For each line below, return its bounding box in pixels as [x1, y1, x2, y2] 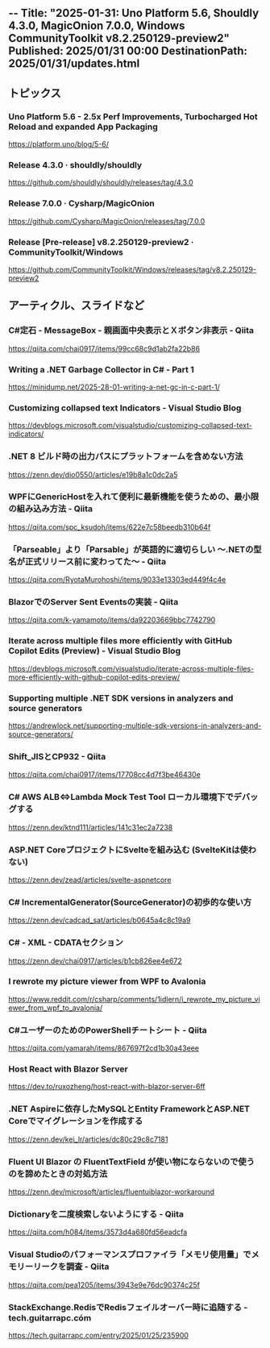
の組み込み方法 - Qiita [8, 503, 93, 514]
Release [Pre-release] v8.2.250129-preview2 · [8, 236, 194, 248]
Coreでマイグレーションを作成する [8, 1116, 143, 1127]
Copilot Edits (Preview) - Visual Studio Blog [8, 645, 181, 656]
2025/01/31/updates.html [8, 56, 140, 71]
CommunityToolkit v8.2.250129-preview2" [8, 31, 230, 45]
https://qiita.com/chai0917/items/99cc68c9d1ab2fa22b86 [8, 343, 200, 353]
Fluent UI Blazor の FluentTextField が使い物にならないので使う [8, 1156, 255, 1167]
